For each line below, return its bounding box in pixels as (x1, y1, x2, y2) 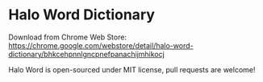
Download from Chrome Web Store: (8, 32, 127, 42)
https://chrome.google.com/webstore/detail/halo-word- (8, 40, 194, 50)
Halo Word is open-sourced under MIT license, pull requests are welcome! (8, 64, 256, 74)
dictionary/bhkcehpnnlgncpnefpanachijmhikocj (8, 49, 165, 59)
